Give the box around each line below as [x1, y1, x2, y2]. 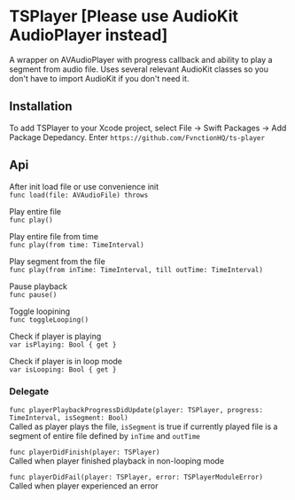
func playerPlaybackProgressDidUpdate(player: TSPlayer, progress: [9, 405, 264, 414]
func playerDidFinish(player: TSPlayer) [9, 448, 161, 457]
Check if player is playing [9, 331, 102, 341]
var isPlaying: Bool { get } [9, 340, 117, 349]
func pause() [9, 290, 58, 299]
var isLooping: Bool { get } [9, 365, 117, 374]
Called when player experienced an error [9, 480, 159, 491]
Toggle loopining [9, 306, 71, 316]
